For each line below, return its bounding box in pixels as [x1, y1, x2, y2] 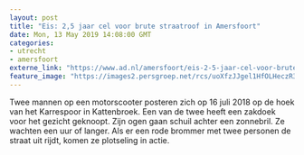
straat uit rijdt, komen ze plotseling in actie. [9, 134, 170, 145]
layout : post [9, 13, 59, 23]
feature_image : [9, 72, 67, 81]
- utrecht [9, 47, 47, 56]
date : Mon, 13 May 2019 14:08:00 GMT [9, 30, 152, 39]
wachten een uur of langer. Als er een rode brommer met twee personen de [9, 125, 291, 136]
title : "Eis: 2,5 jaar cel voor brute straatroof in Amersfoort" [9, 22, 261, 31]
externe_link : [9, 64, 63, 73]
